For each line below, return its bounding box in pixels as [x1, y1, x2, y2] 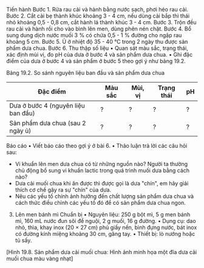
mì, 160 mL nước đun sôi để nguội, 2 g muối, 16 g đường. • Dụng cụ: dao [15, 218, 196, 224]
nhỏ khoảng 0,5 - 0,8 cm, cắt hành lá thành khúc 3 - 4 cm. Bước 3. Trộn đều [6, 19, 197, 26]
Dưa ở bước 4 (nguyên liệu [9, 101, 85, 109]
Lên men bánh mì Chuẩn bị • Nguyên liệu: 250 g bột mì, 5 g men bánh [15, 211, 191, 218]
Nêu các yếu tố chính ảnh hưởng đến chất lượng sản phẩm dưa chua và [15, 193, 194, 200]
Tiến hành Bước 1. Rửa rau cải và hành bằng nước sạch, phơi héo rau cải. [6, 6, 188, 13]
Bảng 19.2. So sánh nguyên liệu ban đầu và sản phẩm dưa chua [6, 69, 165, 76]
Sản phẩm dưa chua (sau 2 [9, 119, 86, 127]
